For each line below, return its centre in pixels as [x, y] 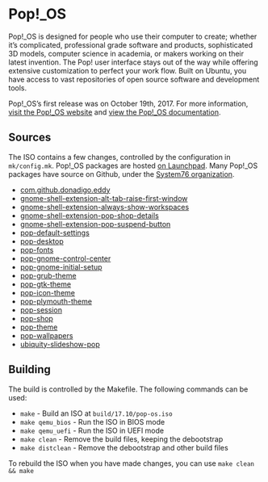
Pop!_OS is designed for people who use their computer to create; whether [133, 36]
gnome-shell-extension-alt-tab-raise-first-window [104, 198]
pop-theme [39, 327]
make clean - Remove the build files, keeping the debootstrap [121, 439]
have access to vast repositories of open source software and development [134, 79]
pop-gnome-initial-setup [61, 266]
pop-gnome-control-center [65, 258]
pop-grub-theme [48, 275]
